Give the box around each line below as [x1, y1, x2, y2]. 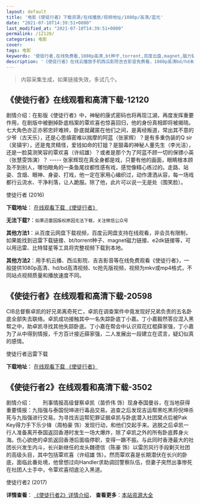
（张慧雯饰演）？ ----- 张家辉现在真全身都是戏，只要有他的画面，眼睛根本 [6, 156, 189, 164]
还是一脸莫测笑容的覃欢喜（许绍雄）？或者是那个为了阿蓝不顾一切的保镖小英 [6, 149, 194, 156]
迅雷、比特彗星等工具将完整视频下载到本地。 [16, 244, 126, 251]
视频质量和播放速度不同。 [21, 272, 85, 279]
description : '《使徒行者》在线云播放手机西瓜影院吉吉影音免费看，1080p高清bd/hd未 [6, 58, 195, 64]
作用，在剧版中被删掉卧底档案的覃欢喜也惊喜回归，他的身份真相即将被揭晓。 [6, 119, 194, 126]
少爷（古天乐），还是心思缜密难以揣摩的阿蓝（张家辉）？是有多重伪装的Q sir [6, 134, 192, 141]
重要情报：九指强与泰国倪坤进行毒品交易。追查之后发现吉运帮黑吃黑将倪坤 [6, 406, 189, 413]
